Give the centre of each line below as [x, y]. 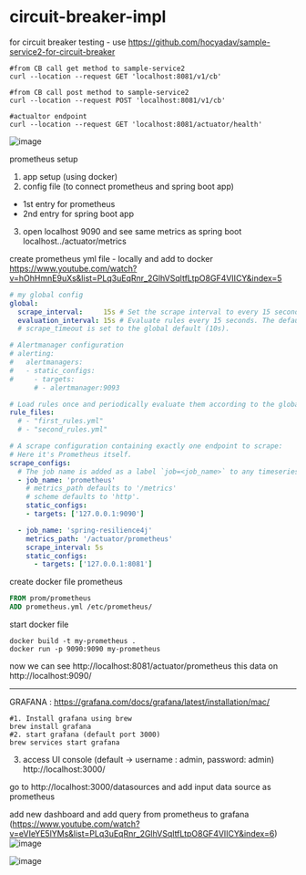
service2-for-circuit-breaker [62, 51]
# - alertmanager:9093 [76, 388]
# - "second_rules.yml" [62, 430]
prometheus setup [44, 159]
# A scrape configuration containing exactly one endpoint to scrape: [146, 446]
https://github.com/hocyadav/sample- [199, 42]
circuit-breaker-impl [88, 17]
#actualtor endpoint [49, 116]
